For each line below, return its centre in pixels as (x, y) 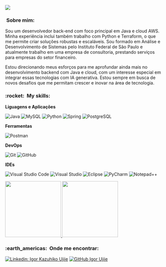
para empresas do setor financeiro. (41, 58)
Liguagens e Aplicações (30, 106)
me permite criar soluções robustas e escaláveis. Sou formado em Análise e (83, 42)
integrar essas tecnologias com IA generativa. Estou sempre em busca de (81, 78)
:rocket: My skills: (28, 96)
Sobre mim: (20, 20)
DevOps (14, 145)
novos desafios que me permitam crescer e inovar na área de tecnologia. (80, 83)
